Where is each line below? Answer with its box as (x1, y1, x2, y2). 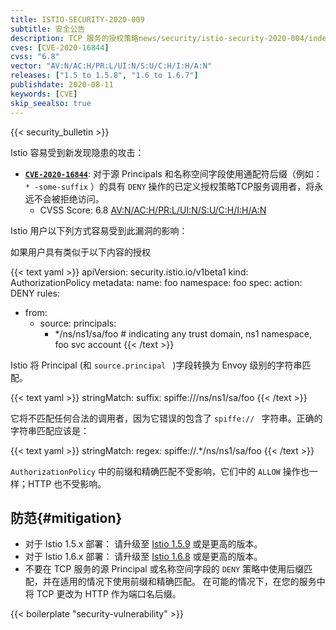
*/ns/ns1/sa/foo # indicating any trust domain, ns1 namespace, (54, 327, 313, 340)
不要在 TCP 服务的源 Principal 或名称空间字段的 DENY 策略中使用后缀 (24, 563, 305, 575)
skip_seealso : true (10, 98, 92, 108)
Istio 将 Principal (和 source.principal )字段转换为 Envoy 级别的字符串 (10, 359, 303, 371)
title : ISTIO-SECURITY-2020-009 (10, 14, 145, 25)
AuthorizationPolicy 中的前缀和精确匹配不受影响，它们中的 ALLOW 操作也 (10, 465, 310, 477)
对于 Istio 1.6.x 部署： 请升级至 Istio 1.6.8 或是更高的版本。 (24, 551, 263, 563)
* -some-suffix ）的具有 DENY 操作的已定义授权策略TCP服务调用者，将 (24, 180, 315, 192)
